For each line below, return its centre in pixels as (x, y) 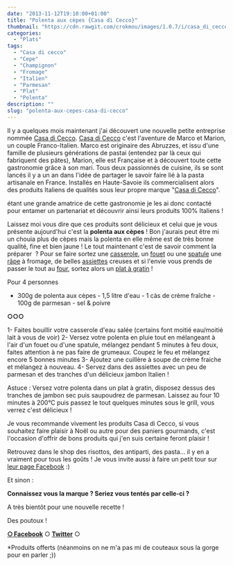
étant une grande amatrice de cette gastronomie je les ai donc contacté (109, 203)
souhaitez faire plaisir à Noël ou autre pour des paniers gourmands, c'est (111, 431)
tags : (15, 46)
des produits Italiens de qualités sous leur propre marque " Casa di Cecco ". (114, 189)
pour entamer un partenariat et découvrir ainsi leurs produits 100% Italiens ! (115, 210)
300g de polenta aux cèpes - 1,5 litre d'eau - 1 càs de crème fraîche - (116, 295)
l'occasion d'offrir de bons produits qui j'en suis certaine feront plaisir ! (108, 438)
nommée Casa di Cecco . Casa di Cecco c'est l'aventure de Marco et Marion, (116, 138)
